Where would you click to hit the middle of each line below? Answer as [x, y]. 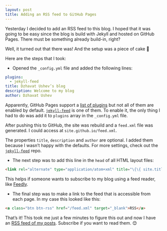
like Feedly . [17, 184]
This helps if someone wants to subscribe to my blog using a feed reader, [80, 179]
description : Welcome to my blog [40, 91]
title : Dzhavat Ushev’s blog [35, 86]
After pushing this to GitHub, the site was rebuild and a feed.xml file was [79, 125]
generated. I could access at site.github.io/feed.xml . [61, 130]
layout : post [19, 10]
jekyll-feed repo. [23, 151]
